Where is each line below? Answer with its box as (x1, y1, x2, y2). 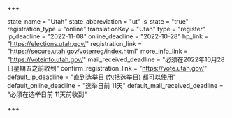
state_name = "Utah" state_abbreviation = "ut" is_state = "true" (7, 17, 189, 25)
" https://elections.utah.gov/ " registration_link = (7, 40, 142, 47)
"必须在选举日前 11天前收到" (7, 90, 87, 98)
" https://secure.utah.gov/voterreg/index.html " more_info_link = (7, 47, 189, 55)
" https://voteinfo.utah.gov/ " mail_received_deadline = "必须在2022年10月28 (7, 55, 225, 64)
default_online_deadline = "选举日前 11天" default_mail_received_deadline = (7, 82, 224, 89)
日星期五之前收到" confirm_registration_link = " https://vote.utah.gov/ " (7, 64, 208, 72)
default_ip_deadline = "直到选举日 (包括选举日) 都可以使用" (7, 73, 177, 81)
